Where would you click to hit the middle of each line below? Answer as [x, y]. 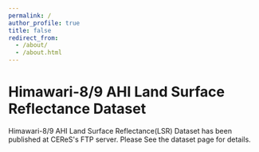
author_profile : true [44, 23]
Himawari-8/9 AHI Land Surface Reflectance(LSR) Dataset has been [120, 131]
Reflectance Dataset [77, 109]
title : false [30, 30]
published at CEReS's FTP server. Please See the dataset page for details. [129, 139]
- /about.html [39, 53]
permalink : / [30, 16]
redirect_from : [33, 38]
